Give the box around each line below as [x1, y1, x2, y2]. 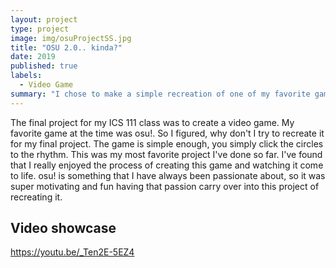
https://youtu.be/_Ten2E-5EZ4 [10, 246, 135, 258]
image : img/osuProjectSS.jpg [10, 33, 132, 43]
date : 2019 [10, 52, 56, 62]
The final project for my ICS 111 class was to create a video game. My [10, 116, 295, 128]
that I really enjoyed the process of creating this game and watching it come [10, 159, 324, 171]
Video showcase [10, 220, 117, 237]
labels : [10, 71, 43, 81]
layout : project [10, 14, 78, 25]
